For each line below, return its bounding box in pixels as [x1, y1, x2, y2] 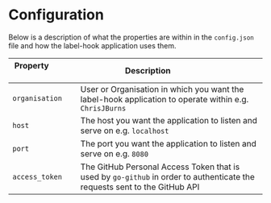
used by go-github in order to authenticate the [80, 171, 256, 182]
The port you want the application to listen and [80, 138, 256, 149]
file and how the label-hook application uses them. [8, 40, 177, 50]
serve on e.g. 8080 [80, 147, 149, 159]
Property [14, 60, 50, 71]
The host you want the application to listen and [80, 114, 258, 126]
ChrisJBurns [80, 103, 127, 113]
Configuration [8, 6, 105, 24]
